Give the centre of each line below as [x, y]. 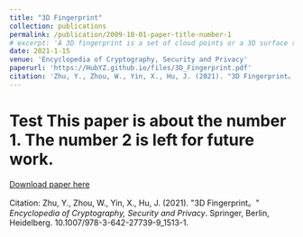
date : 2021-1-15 [40, 51]
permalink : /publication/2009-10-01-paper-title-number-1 [120, 34]
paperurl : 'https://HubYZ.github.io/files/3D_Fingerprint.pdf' [131, 68]
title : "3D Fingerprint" [56, 18]
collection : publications [58, 26]
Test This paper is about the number [148, 120]
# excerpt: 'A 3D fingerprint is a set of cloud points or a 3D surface [149, 43]
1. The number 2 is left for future [132, 140]
